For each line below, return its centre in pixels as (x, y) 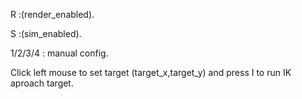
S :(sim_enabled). (46, 33)
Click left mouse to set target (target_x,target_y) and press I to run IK (151, 72)
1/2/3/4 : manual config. (59, 53)
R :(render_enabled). (52, 14)
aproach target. (42, 83)
